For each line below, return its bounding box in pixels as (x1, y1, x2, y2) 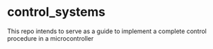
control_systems (7, 4, 106, 20)
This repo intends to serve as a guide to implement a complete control (7, 27, 207, 35)
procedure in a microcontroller (7, 34, 94, 42)
